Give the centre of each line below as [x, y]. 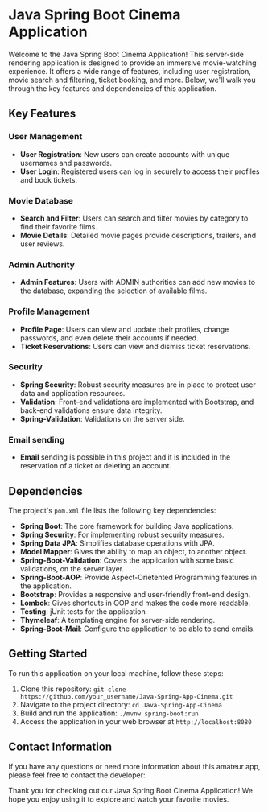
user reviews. [42, 244]
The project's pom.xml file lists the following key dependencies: [112, 510]
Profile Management [49, 311]
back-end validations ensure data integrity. [91, 410]
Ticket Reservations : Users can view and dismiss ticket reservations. [135, 346]
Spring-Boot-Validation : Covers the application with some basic [127, 560]
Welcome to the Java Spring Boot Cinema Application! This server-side [126, 54]
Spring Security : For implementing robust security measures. [122, 534]
